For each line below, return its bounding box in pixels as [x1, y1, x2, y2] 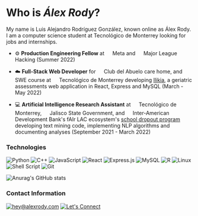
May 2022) [14, 89, 42, 96]
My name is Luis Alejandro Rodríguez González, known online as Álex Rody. [6, 26, 191, 33]
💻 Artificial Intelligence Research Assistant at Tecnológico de [14, 101, 177, 108]
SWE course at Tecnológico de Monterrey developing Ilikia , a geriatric [14, 76, 193, 83]
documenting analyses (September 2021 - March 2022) [14, 128, 151, 135]
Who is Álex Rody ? [6, 6, 101, 20]
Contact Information [6, 189, 66, 198]
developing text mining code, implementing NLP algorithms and [14, 122, 170, 129]
